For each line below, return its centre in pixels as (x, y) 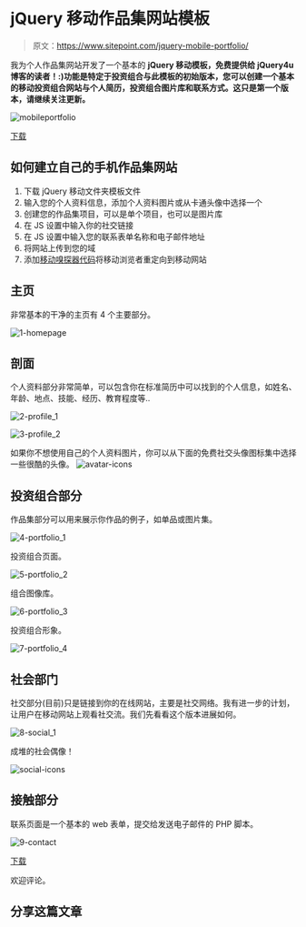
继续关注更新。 (62, 99)
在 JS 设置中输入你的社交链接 (79, 225)
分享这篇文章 (46, 912)
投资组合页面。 (38, 557)
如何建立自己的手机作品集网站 (94, 168)
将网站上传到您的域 (59, 247)
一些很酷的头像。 (42, 464)
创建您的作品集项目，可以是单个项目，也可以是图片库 (123, 214)
